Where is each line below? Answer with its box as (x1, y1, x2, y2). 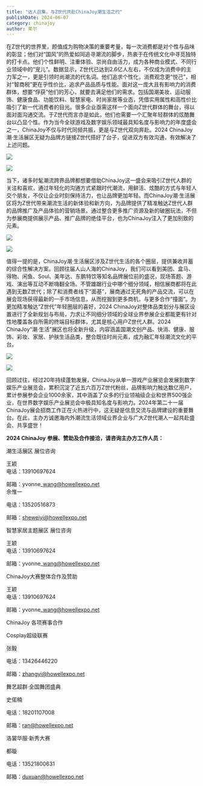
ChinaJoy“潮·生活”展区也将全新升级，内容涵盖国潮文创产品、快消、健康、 (6, 326, 190, 333)
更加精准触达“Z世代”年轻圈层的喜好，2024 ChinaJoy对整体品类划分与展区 (6, 303, 190, 310)
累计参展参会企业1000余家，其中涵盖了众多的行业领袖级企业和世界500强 (6, 391, 187, 399)
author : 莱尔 (6, 25, 37, 32)
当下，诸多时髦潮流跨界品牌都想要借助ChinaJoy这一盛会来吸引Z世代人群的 (6, 177, 192, 184)
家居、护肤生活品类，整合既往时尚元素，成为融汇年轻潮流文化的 (32, 333, 192, 340)
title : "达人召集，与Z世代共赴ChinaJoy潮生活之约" (6, 8, 123, 15)
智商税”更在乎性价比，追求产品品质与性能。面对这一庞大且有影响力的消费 (14, 81, 196, 88)
